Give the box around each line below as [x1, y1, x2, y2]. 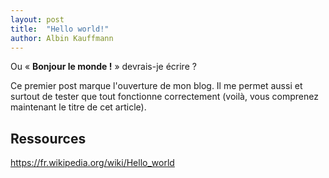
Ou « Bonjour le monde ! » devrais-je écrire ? [10, 61, 197, 73]
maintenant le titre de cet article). [10, 101, 147, 113]
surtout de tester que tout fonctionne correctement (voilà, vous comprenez [10, 91, 319, 103]
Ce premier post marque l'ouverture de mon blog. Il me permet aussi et [10, 80, 303, 92]
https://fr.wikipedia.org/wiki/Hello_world [10, 157, 175, 169]
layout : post [10, 14, 65, 25]
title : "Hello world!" [10, 24, 110, 34]
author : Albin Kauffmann [10, 33, 114, 43]
